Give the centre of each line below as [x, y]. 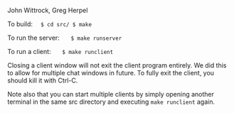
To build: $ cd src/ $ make [50, 24]
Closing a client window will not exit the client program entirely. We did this [117, 65]
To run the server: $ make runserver [65, 38]
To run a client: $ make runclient [60, 52]
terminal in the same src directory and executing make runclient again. [111, 102]
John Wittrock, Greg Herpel [48, 10]
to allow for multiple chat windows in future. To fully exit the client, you [111, 73]
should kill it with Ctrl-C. [43, 80]
